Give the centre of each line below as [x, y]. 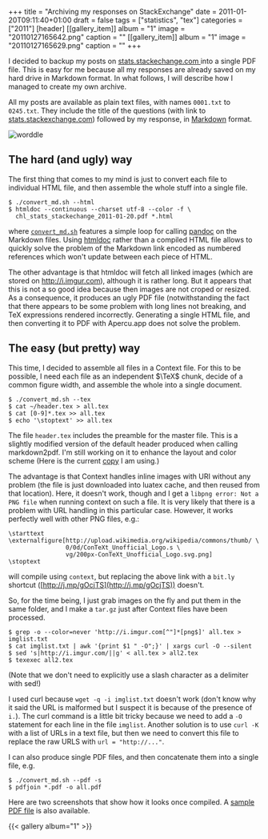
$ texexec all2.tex [41, 660]
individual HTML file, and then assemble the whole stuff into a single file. [128, 187]
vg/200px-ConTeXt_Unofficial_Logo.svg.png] [139, 554]
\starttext [26, 533]
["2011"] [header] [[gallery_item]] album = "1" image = [97, 28]
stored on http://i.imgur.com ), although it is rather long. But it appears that [130, 280]
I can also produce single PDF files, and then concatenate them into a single [134, 757]
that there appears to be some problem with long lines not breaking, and [127, 306]
